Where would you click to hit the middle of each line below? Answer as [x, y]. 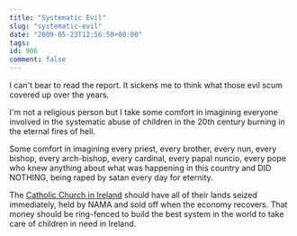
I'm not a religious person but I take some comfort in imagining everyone [144, 112]
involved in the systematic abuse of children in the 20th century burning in [147, 122]
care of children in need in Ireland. [73, 223]
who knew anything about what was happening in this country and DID [140, 168]
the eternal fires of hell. [53, 131]
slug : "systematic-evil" [56, 26]
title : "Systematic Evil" [58, 18]
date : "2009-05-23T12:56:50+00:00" [76, 34]
